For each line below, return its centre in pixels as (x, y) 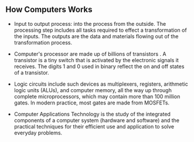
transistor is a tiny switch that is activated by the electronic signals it (96, 60)
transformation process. (43, 42)
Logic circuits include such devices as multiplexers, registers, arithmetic (101, 84)
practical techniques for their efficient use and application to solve (94, 126)
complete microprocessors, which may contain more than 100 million (97, 96)
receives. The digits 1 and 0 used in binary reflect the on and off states (99, 66)
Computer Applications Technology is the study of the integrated (92, 114)
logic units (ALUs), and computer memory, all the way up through (93, 90)
